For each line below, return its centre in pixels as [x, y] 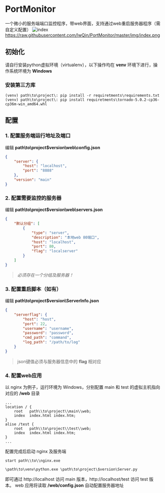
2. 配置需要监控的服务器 [33, 198]
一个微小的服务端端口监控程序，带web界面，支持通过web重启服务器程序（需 [83, 23]
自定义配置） [18, 29]
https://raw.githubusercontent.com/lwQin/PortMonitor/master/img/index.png [82, 35]
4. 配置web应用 [23, 375]
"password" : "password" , [48, 333]
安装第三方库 [20, 85]
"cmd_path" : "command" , [47, 338]
